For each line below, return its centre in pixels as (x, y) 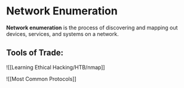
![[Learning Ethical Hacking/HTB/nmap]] (56, 67)
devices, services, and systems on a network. (62, 34)
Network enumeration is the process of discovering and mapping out (92, 28)
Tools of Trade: (35, 53)
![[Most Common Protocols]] (41, 78)
